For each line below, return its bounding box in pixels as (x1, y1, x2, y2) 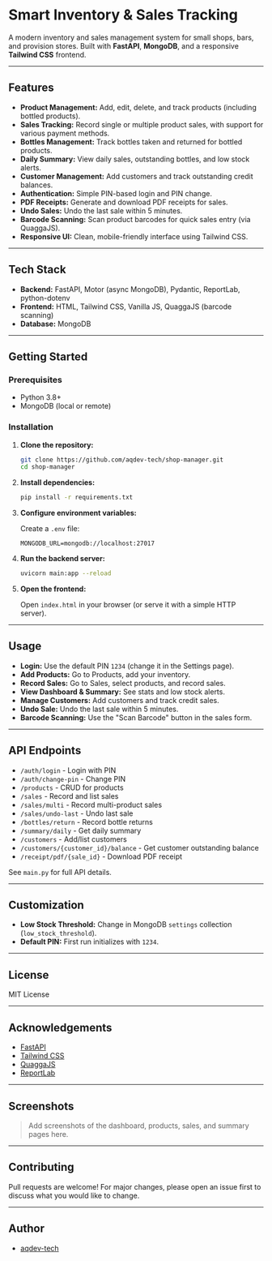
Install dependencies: (19, 478, 96, 487)
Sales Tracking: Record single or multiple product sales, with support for (19, 119, 264, 129)
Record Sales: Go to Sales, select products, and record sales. (19, 678, 226, 688)
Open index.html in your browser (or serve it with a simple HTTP (19, 600, 236, 610)
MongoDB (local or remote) (19, 401, 112, 411)
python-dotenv (19, 293, 70, 302)
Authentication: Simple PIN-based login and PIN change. (19, 188, 213, 198)
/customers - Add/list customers (19, 834, 127, 844)
